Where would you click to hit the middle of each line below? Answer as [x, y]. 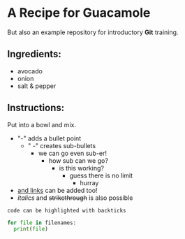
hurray [89, 182]
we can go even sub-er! [72, 153]
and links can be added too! [57, 190]
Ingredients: [34, 54]
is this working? [82, 168]
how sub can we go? [78, 160]
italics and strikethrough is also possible [75, 198]
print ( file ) [31, 229]
